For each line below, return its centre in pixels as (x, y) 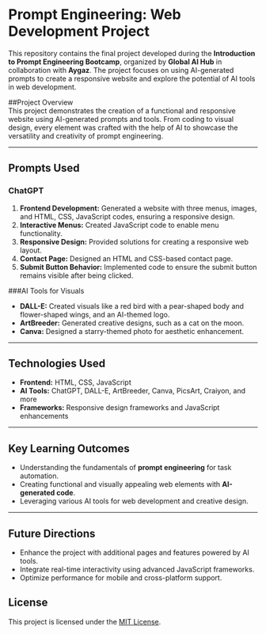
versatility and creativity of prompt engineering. (86, 135)
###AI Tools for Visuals (46, 290)
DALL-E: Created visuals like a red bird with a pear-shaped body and (131, 306)
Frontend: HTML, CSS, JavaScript (76, 382)
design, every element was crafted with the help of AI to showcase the (123, 127)
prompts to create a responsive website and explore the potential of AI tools (132, 78)
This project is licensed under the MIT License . (85, 621)
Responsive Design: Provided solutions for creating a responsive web (134, 241)
